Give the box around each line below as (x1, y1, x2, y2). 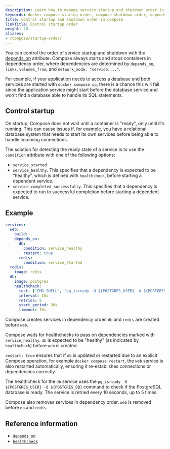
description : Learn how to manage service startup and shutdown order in (5, 7, 164, 13)
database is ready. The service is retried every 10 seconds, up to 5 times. (5, 390, 158, 396)
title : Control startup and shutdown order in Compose (5, 17, 123, 22)
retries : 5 (18, 298, 42, 303)
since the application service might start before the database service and (5, 86, 158, 93)
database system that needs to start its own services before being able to (5, 131, 159, 137)
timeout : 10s (18, 307, 47, 313)
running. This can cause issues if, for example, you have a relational (5, 126, 147, 132)
